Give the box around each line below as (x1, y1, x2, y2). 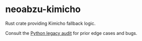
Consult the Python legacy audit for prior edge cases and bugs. (5, 30, 137, 36)
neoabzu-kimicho (5, 4, 81, 15)
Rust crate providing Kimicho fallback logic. (5, 20, 96, 26)
